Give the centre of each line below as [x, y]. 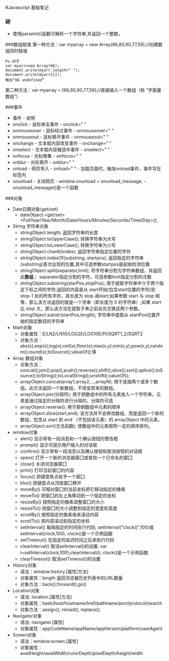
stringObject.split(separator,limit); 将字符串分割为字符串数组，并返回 [91, 270]
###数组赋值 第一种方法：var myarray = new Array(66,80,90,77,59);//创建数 [84, 45]
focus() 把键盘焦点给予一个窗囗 [52, 477]
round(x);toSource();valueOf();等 [63, 352]
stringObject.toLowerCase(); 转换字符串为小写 [68, 245]
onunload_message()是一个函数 [46, 188]
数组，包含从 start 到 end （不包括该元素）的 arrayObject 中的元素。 [91, 420]
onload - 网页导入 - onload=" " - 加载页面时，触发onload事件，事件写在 [87, 169]
